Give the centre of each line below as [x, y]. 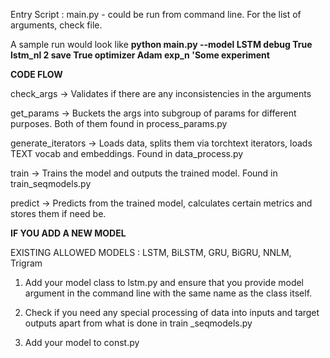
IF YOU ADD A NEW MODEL [68, 233]
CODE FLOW [36, 74]
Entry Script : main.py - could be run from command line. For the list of [156, 14]
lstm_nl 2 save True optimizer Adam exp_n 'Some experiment [140, 55]
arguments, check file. [56, 25]
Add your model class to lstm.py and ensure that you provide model [164, 282]
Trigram [26, 263]
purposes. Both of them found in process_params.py [119, 123]
